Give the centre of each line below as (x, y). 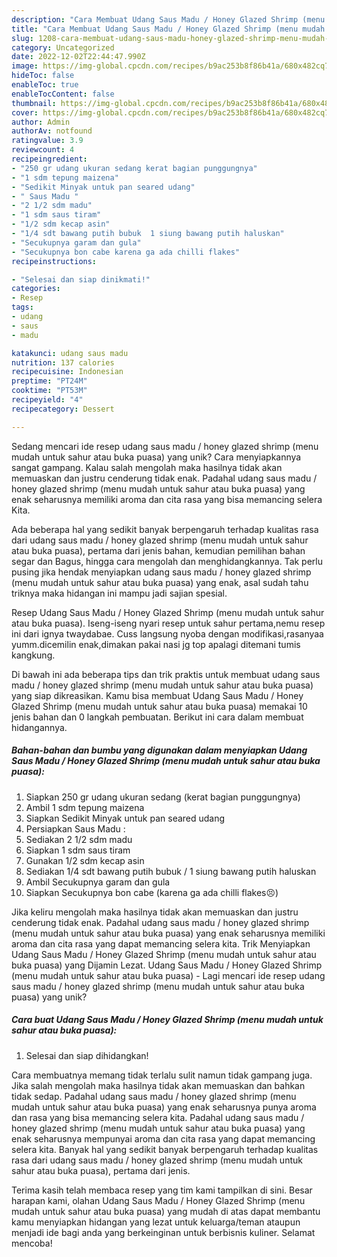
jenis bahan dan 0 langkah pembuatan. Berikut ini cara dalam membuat (157, 717)
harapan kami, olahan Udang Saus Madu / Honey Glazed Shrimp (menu (158, 1200)
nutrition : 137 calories (63, 362)
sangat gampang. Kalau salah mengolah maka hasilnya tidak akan (147, 467)
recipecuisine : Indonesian (67, 372)
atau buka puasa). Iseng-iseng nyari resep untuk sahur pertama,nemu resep (168, 623)
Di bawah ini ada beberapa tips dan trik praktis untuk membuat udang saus (166, 674)
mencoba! (32, 1243)
